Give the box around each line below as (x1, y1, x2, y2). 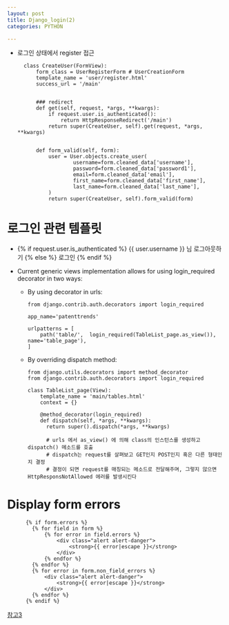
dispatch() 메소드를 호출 (27, 444, 94, 451)
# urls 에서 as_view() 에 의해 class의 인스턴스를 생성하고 (46, 436, 201, 444)
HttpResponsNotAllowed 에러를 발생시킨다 (27, 474, 137, 481)
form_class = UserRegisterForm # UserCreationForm (35, 68, 185, 76)
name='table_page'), (27, 338, 87, 345)
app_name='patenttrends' (27, 314, 99, 320)
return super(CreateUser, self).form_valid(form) (48, 195, 194, 202)
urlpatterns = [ (27, 325, 74, 332)
